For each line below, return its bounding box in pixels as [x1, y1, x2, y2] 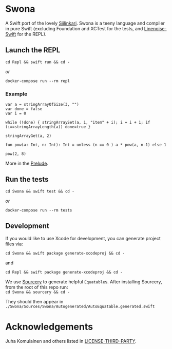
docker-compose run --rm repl [5, 78, 70, 84]
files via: [5, 241, 23, 247]
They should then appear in [5, 298, 64, 304]
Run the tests [5, 175, 49, 184]
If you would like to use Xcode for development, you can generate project [5, 235, 161, 241]
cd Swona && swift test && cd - [5, 188, 74, 194]
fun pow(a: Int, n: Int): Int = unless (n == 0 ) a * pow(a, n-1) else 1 [5, 142, 167, 148]
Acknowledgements [5, 321, 93, 333]
